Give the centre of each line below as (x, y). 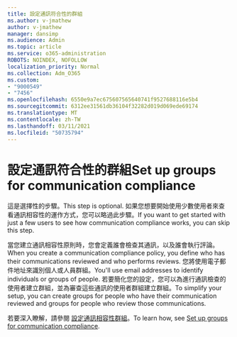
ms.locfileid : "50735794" (45, 133)
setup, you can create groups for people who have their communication (112, 296)
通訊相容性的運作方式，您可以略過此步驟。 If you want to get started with (119, 215)
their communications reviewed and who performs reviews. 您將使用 (108, 261)
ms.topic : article (34, 47)
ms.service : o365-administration (57, 54)
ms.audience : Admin (36, 40)
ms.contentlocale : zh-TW (44, 119)
